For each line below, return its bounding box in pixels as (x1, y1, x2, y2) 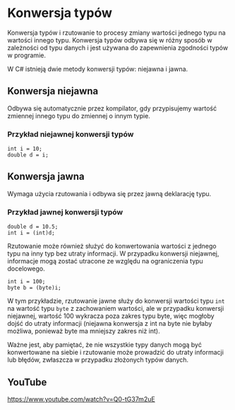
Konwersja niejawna (7, 85, 99, 97)
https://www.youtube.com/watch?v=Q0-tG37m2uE (7, 394, 155, 403)
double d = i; (7, 152, 49, 159)
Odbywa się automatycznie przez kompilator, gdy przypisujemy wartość (7, 104, 217, 113)
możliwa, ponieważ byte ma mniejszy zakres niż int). (7, 327, 160, 336)
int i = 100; (7, 278, 46, 285)
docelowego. (7, 264, 46, 273)
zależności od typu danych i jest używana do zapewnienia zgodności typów (7, 43, 228, 52)
